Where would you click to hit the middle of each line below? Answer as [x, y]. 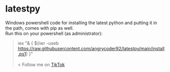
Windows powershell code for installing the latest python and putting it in [81, 23]
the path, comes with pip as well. [39, 28]
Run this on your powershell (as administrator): [54, 33]
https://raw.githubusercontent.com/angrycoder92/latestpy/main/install [91, 48]
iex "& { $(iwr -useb [38, 43]
